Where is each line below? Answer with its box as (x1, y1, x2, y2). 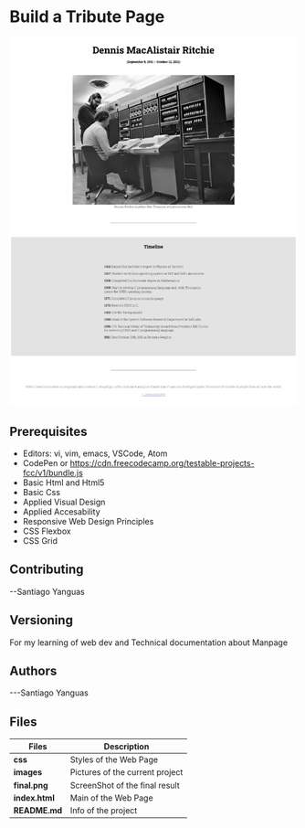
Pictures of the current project (69, 767, 184, 778)
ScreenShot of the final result (69, 780, 180, 791)
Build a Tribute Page (9, 6, 165, 27)
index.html (13, 792, 55, 803)
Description (103, 740, 150, 751)
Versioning (9, 612, 73, 628)
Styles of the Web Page (69, 754, 158, 765)
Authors (9, 663, 58, 679)
